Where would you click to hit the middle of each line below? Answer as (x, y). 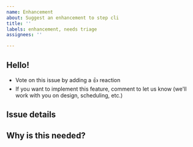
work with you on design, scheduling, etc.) (69, 95)
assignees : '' (25, 35)
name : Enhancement (30, 12)
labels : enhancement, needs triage (52, 29)
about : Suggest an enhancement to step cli (63, 18)
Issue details (31, 115)
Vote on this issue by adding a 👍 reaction (68, 80)
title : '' (19, 23)
